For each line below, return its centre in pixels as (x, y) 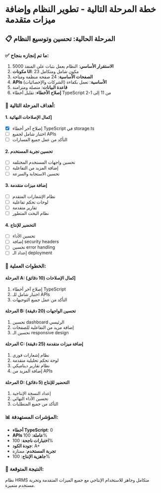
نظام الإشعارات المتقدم (34, 196)
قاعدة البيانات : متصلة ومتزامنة (40, 87)
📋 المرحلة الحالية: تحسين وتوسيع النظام (60, 39)
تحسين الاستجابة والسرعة (36, 174)
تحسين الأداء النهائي (30, 398)
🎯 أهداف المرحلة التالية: (30, 105)
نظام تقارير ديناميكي (31, 366)
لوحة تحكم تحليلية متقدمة (35, 360)
